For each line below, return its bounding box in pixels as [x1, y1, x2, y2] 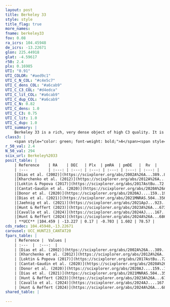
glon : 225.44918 [5, 50, 39, 55]
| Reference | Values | [14, 238, 67, 243]
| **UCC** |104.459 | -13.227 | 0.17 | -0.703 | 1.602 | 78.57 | [14, 219, 155, 224]
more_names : [5, 26, 30, 31]
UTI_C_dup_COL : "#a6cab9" [5, 97, 60, 102]
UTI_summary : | [5, 125, 37, 130]
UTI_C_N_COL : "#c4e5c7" [5, 78, 56, 83]
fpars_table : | [5, 233, 37, 238]
